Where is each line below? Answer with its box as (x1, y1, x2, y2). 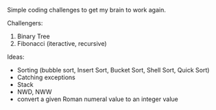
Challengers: (7, 19, 43, 27)
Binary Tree (16, 32, 50, 40)
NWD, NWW (16, 88, 53, 96)
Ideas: (7, 53, 25, 61)
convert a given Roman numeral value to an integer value (16, 95, 178, 103)
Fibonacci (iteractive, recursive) (16, 40, 108, 47)
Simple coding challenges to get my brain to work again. (7, 6, 166, 14)
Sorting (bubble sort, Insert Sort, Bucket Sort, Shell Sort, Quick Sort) (16, 66, 210, 74)
